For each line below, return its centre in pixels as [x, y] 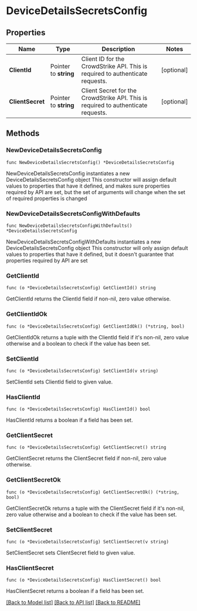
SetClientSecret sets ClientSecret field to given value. [71, 553]
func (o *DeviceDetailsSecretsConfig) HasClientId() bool [78, 409]
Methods [23, 133]
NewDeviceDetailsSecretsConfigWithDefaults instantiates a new [84, 242]
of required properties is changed [47, 198]
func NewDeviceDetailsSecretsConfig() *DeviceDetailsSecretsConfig [90, 162]
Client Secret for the [109, 91]
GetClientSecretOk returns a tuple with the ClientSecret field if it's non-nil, [95, 508]
